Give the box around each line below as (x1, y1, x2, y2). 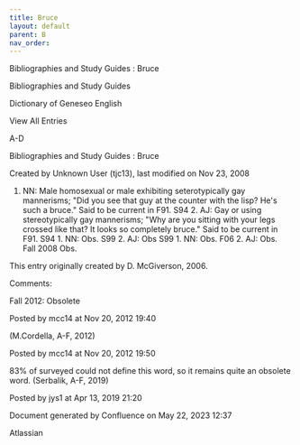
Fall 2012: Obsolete (9, 295, 81, 307)
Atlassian (9, 428, 43, 439)
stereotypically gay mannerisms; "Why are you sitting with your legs (22, 214, 276, 226)
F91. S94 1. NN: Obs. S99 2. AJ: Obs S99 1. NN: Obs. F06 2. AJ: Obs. (22, 234, 277, 245)
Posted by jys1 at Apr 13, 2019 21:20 (9, 393, 142, 403)
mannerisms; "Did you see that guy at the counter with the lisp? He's (22, 195, 277, 206)
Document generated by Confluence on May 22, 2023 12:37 (9, 410, 232, 421)
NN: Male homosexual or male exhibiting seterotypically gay (22, 186, 246, 197)
